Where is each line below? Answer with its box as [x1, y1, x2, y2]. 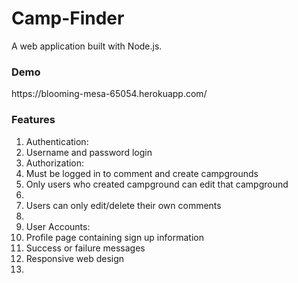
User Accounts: [25, 220, 91, 232]
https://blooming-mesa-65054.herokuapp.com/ [11, 88, 208, 100]
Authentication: [25, 135, 89, 147]
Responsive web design [25, 252, 125, 264]
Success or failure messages [25, 242, 146, 254]
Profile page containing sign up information [25, 231, 204, 243]
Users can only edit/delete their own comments [25, 199, 222, 211]
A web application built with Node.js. [11, 40, 163, 52]
